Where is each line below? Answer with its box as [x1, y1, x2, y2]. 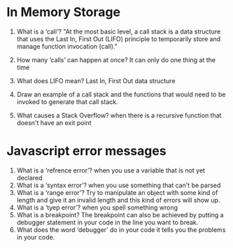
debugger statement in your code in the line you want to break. [16, 218, 199, 226]
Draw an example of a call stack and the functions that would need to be [16, 90, 226, 99]
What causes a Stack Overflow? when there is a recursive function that [16, 111, 222, 119]
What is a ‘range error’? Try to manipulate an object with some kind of [16, 188, 218, 196]
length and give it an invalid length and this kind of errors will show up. [16, 196, 220, 204]
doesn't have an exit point [16, 118, 92, 126]
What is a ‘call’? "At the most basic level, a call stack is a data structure [16, 27, 221, 36]
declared [16, 173, 43, 182]
